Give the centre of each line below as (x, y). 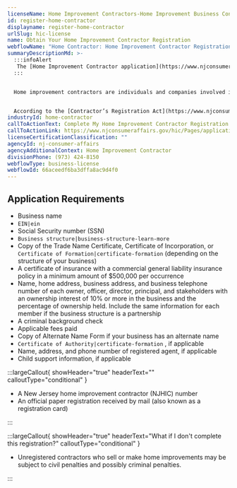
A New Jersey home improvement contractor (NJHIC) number (108, 393)
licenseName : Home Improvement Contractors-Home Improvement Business (113, 14)
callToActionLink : (34, 131)
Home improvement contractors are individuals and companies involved (120, 92)
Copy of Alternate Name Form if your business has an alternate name (118, 336)
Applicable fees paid (47, 328)
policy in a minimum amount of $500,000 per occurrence (101, 276)
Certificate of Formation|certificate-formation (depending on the (118, 253)
